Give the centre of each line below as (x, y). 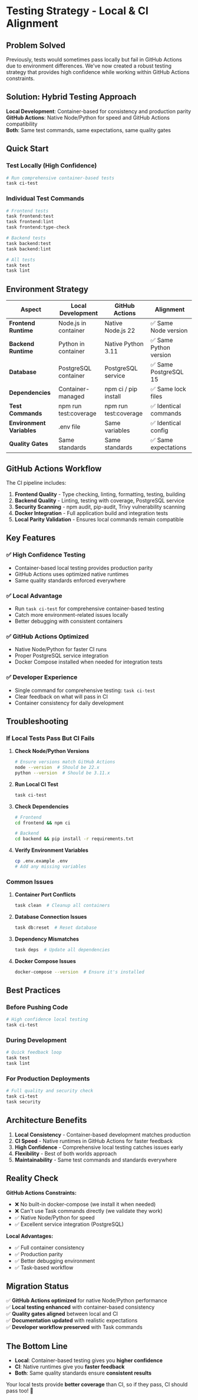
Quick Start (27, 149)
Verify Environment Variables (51, 850)
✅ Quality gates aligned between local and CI (62, 1314)
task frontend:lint (30, 222)
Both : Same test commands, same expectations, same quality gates (88, 130)
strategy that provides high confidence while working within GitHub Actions (98, 72)
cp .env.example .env (41, 861)
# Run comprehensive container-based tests (60, 178)
